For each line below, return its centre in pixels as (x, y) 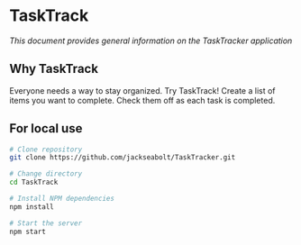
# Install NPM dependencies (62, 199)
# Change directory (46, 174)
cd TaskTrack (34, 182)
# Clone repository (46, 150)
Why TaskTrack (54, 69)
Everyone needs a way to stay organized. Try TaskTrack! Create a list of (143, 90)
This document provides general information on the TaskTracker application (151, 41)
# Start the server (46, 223)
